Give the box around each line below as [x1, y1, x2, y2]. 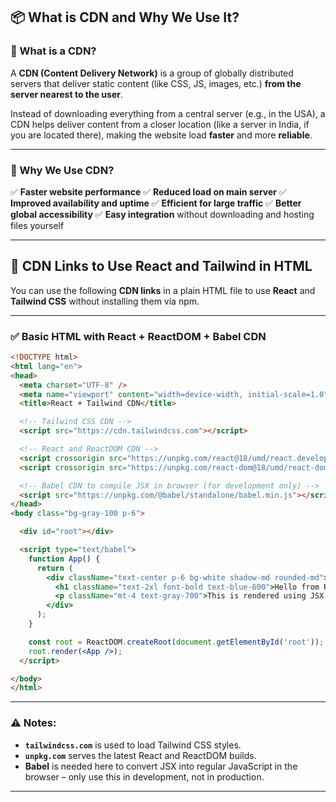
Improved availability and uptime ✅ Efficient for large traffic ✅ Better [10, 197, 302, 209]
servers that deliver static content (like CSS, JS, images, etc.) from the [10, 77, 302, 89]
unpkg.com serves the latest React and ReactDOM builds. [24, 749, 257, 761]
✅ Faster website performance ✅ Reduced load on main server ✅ [10, 185, 287, 198]
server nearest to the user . [10, 88, 123, 100]
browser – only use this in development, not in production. [24, 770, 265, 783]
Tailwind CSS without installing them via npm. [10, 295, 200, 307]
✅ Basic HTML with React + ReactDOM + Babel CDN [10, 329, 267, 343]
